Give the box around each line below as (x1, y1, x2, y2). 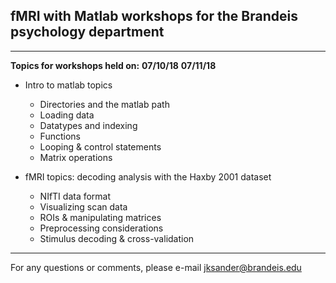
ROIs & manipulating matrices (39, 211, 162, 223)
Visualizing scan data (39, 200, 128, 213)
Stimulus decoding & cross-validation (39, 232, 195, 244)
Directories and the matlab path (39, 98, 170, 110)
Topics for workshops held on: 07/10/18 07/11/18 (10, 59, 217, 71)
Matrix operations (39, 151, 113, 163)
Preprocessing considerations (39, 222, 164, 234)
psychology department (10, 24, 165, 41)
